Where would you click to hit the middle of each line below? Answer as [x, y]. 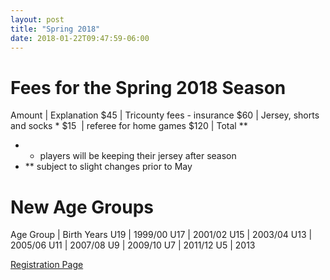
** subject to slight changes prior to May [108, 167]
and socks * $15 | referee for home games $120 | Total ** [129, 126]
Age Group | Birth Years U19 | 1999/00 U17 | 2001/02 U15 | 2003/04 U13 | [161, 235]
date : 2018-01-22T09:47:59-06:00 [80, 38]
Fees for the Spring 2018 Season [148, 87]
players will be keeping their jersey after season [138, 156]
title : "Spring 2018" [55, 29]
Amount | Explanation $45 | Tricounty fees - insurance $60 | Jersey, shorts [165, 115]
